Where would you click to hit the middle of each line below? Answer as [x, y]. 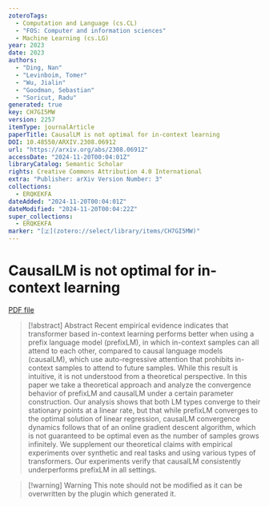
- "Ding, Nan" [39, 68]
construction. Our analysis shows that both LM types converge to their [144, 401]
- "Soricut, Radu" [46, 98]
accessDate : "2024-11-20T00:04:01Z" [69, 157]
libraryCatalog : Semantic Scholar [66, 165]
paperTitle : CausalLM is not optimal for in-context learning [114, 134]
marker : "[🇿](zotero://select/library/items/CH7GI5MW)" [104, 231]
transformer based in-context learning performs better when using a [141, 333]
